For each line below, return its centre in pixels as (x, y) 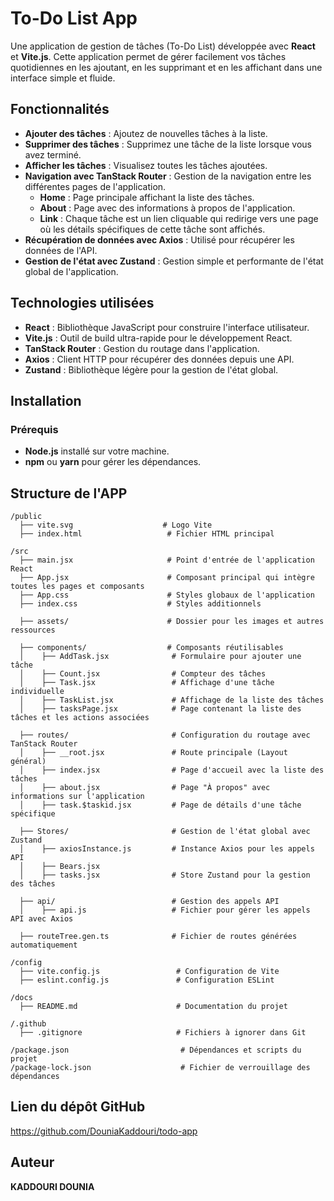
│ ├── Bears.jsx (60, 867)
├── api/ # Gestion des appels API (149, 902)
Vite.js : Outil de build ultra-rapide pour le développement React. (158, 338)
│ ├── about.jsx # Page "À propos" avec (145, 788)
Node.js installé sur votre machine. (97, 451)
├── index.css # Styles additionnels (140, 604)
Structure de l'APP (69, 493)
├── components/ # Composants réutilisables (151, 648)
